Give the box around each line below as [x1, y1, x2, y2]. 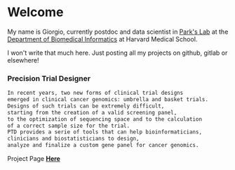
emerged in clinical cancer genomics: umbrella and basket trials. [7, 96, 209, 103]
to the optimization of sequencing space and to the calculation [7, 115, 202, 123]
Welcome [7, 4, 64, 20]
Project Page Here [7, 155, 61, 163]
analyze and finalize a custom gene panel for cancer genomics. [7, 142, 199, 149]
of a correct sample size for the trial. [7, 122, 130, 129]
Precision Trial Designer [7, 73, 91, 83]
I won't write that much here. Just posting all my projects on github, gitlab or [7, 48, 228, 57]
